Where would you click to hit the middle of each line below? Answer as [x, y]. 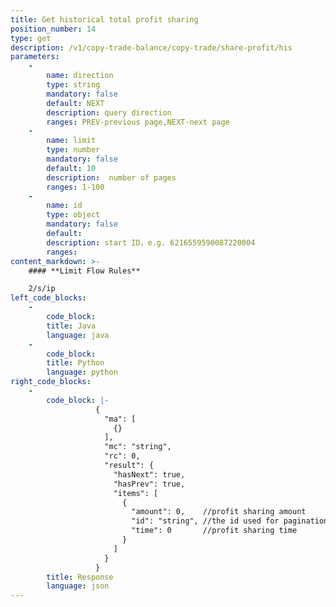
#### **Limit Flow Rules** [84, 271]
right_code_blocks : [51, 382]
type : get [31, 38]
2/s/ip [42, 289]
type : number [73, 150]
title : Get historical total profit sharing [104, 19]
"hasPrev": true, [149, 484]
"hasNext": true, [149, 474]
